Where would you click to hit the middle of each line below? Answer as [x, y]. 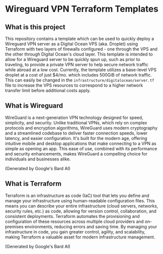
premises [14, 226]
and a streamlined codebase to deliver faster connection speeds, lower [76, 133]
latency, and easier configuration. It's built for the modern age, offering [76, 138]
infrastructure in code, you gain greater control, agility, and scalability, [75, 232]
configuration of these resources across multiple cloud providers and [74, 221]
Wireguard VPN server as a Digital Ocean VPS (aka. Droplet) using [72, 44]
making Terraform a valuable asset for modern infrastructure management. [80, 237]
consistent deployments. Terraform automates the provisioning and [72, 216]
